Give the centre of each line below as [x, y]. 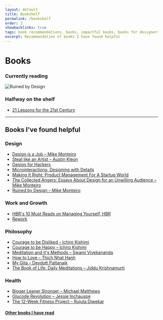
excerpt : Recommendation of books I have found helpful [63, 37]
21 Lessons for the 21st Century [44, 110]
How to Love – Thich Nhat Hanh [44, 257]
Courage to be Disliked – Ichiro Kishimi [51, 242]
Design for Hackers [31, 165]
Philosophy [19, 231]
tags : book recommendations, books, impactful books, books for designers [82, 32]
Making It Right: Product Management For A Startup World [70, 175]
